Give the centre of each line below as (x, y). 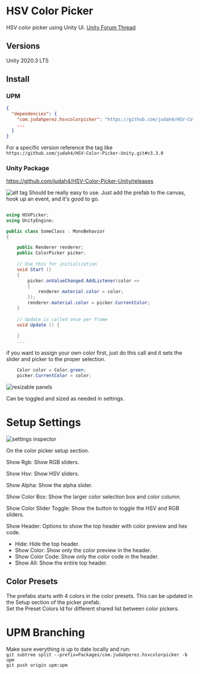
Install (18, 79)
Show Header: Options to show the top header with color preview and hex (97, 526)
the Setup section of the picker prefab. (54, 602)
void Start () (34, 269)
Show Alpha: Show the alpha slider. (49, 485)
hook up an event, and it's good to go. (53, 199)
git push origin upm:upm (37, 665)
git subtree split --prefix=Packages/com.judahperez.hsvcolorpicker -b (97, 655)
